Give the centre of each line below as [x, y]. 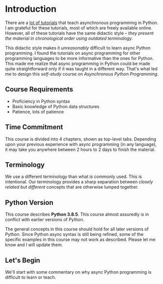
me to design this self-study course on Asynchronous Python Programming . [82, 74]
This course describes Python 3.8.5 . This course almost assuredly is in [77, 214]
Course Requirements [39, 89]
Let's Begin [23, 260]
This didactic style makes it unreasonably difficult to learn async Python [78, 48]
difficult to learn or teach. [31, 277]
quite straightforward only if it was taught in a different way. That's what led [81, 69]
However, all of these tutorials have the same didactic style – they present [80, 33]
